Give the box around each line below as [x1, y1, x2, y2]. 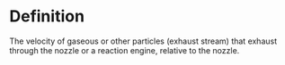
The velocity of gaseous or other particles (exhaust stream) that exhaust [9, 36, 278, 46]
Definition [9, 6, 85, 27]
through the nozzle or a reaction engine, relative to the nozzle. [9, 45, 240, 55]
